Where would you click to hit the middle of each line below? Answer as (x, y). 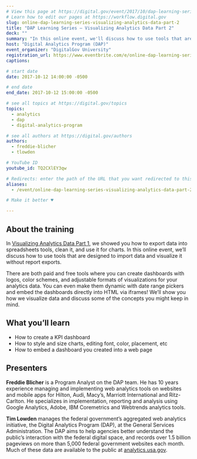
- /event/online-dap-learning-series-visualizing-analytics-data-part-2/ (103, 190)
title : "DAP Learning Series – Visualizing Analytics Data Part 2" (90, 28)
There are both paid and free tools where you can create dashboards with (95, 273)
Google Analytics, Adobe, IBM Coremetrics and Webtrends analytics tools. (96, 407)
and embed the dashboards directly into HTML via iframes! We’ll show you (96, 292)
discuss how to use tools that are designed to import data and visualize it (94, 255)
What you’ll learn (38, 323)
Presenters (27, 368)
